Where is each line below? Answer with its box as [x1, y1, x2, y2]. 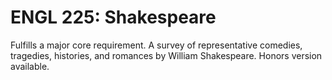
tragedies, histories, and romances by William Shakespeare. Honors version [10, 49, 323, 61]
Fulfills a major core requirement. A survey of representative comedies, [10, 39, 303, 51]
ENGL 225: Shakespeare [10, 6, 217, 29]
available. [10, 60, 50, 72]
